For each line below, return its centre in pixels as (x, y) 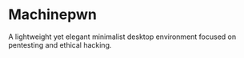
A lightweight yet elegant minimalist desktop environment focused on (122, 37)
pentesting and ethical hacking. (60, 44)
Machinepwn (53, 15)
